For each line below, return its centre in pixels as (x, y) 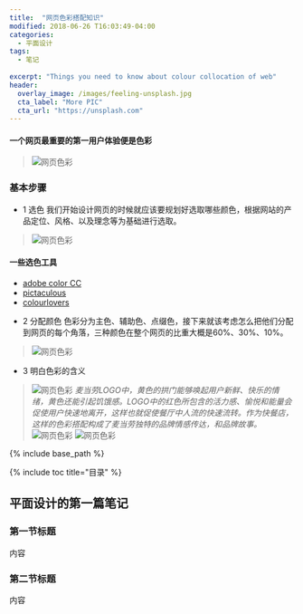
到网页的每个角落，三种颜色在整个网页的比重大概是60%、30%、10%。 (155, 332)
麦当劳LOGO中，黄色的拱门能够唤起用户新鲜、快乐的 (173, 389)
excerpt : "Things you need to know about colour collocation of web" (143, 77)
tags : (19, 52)
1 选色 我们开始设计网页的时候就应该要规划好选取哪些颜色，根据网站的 (153, 209)
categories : (32, 34)
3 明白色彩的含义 (54, 370)
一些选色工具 (33, 263)
